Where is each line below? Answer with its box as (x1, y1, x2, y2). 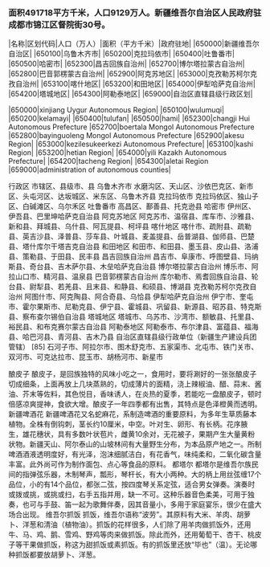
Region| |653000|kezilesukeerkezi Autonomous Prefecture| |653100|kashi (8, 139, 254, 149)
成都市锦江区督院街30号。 (8, 18, 110, 30)
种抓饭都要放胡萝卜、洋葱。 (8, 550, 100, 560)
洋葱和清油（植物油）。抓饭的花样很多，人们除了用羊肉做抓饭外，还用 (22, 520, 252, 529)
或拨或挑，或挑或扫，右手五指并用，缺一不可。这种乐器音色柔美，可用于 (8, 490, 247, 500)
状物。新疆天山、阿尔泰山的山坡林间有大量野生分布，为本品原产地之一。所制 (8, 439, 262, 449)
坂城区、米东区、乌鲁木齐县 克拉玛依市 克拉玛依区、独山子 (63, 191, 259, 202)
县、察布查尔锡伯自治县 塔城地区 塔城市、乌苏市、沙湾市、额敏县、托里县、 (8, 312, 259, 322)
